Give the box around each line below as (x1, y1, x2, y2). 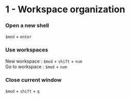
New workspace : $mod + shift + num (5, 58, 82, 64)
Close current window (5, 76, 62, 83)
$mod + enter (5, 33, 32, 39)
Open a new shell (5, 22, 49, 29)
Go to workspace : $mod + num (5, 63, 67, 70)
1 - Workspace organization (5, 4, 125, 15)
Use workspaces (5, 46, 48, 53)
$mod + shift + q (5, 88, 40, 94)
